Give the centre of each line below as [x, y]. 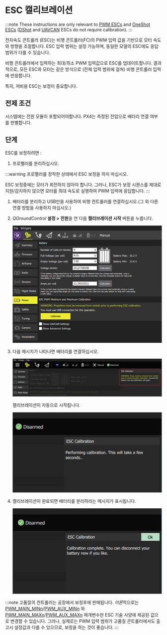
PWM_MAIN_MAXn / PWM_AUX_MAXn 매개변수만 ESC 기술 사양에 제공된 [77, 615]
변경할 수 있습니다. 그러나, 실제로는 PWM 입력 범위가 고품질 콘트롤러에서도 [83, 621]
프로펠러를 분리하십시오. [36, 163]
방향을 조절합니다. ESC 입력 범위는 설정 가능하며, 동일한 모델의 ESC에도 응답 [84, 46]
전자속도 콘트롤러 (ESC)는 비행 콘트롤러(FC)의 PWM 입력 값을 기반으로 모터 [79, 40]
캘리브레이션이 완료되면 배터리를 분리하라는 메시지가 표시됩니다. [74, 501]
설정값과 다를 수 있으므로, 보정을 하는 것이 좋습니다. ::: [66, 628]
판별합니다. [21, 122]
